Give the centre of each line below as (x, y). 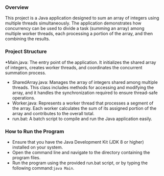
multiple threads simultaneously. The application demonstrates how (73, 23)
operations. (24, 98)
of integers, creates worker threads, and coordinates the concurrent (74, 67)
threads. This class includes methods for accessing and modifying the (83, 87)
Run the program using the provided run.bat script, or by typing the (80, 163)
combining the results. (28, 39)
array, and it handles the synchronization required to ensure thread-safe (85, 93)
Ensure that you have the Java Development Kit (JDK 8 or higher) (78, 142)
